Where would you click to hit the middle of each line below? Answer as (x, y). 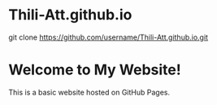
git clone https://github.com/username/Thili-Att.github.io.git (108, 37)
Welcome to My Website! (95, 70)
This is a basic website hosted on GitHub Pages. (89, 92)
